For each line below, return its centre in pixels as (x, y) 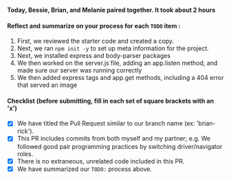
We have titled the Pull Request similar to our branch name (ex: (106, 123)
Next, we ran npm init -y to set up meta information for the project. (113, 48)
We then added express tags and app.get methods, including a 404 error (120, 78)
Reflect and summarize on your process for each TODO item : (94, 26)
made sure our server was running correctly (79, 70)
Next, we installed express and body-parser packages (93, 56)
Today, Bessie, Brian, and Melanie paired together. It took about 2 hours (111, 10)
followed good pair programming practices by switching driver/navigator (120, 146)
